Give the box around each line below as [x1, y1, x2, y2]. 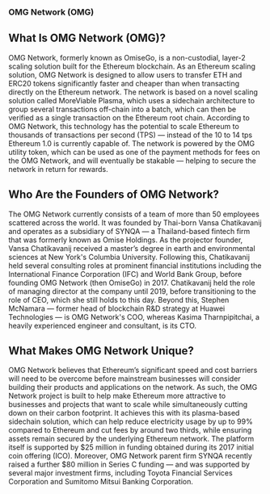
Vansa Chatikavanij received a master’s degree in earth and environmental [8, 243, 256, 253]
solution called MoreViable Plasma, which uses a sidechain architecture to [8, 95, 255, 105]
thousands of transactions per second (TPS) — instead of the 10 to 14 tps [8, 130, 253, 140]
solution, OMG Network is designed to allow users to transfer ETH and [8, 69, 243, 79]
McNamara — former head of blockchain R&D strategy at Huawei [8, 304, 226, 313]
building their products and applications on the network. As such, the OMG [8, 383, 258, 392]
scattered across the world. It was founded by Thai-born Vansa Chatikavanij [8, 217, 262, 228]
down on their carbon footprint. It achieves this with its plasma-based [8, 408, 240, 418]
